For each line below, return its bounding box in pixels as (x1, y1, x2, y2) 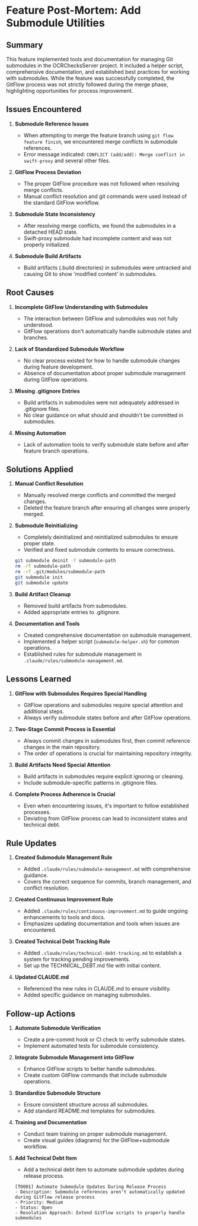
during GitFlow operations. (23, 376, 89, 383)
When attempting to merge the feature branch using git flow (23, 131, 174, 139)
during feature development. (23, 363, 94, 370)
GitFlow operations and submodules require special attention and (23, 701, 183, 708)
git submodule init (14, 574, 63, 580)
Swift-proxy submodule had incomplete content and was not (23, 234, 172, 241)
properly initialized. (23, 241, 71, 248)
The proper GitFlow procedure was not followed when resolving (23, 180, 180, 187)
